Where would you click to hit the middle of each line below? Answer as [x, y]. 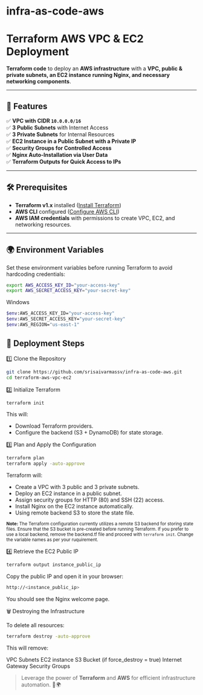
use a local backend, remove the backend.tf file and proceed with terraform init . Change [100, 534]
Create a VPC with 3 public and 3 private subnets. [77, 487]
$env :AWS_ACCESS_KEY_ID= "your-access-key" [60, 313]
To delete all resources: [35, 625]
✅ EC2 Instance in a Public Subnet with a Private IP [71, 141]
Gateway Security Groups [38, 666]
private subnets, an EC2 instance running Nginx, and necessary [88, 75]
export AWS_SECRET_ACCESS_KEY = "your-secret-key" [69, 291]
